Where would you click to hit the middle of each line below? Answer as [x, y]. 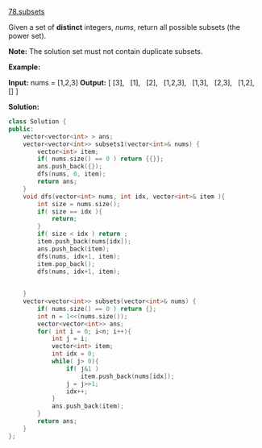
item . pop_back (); [66, 264]
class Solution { [37, 122]
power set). [27, 36]
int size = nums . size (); [79, 204]
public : [21, 129]
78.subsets [27, 12]
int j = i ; [70, 339]
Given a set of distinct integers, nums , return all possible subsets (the [124, 27]
